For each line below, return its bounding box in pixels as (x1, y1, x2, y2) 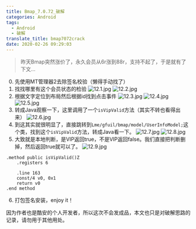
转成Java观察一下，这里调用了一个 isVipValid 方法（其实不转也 (14, 106, 166, 113)
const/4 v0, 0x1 (16, 175, 57, 181)
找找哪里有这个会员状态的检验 (14, 85, 87, 92)
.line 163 (16, 170, 41, 176)
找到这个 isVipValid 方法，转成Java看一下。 (30, 128, 135, 135)
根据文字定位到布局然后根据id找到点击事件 (14, 92, 117, 100)
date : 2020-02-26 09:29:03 (6, 42, 72, 48)
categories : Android (6, 14, 57, 20)
